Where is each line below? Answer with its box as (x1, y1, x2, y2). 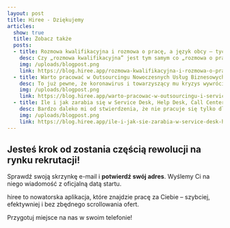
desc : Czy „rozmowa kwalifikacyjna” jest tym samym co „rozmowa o (19, 55, 213, 62)
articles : (7, 23, 36, 29)
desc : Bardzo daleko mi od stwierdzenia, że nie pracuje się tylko (19, 105, 216, 112)
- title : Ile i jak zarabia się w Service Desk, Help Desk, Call (13, 99, 204, 106)
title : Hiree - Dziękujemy (7, 16, 84, 23)
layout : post (7, 10, 44, 17)
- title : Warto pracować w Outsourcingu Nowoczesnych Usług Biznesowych (13, 73, 225, 81)
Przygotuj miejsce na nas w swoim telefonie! (7, 214, 133, 222)
